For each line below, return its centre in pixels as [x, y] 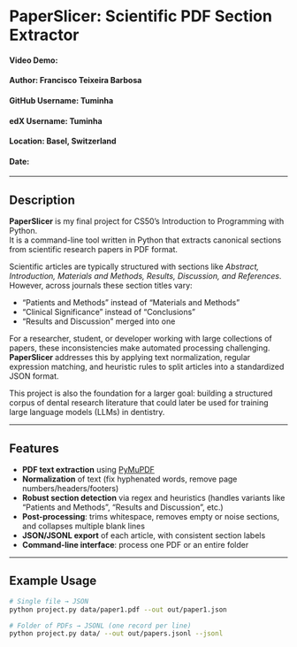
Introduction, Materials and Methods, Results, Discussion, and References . [145, 276]
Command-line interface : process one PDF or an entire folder [135, 544]
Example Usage [53, 581]
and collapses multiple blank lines [84, 526]
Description [42, 200]
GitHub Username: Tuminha [61, 100]
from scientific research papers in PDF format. [94, 250]
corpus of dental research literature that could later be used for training [139, 403]
